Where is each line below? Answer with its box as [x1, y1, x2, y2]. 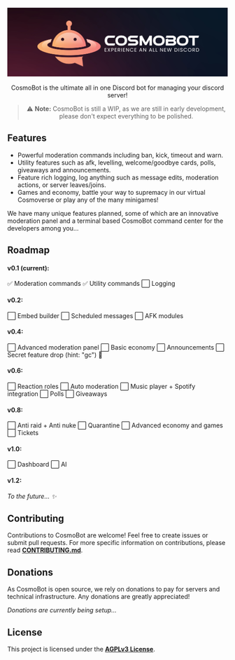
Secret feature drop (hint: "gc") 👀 [7, 350, 103, 359]
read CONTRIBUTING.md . [7, 546, 83, 554]
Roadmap [7, 245, 50, 256]
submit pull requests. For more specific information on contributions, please [7, 539, 226, 547]
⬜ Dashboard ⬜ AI [7, 460, 68, 469]
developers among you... [7, 224, 79, 232]
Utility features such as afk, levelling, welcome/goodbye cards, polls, [17, 158, 216, 167]
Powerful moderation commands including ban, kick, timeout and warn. [17, 151, 224, 159]
